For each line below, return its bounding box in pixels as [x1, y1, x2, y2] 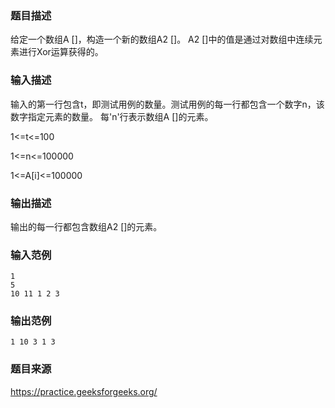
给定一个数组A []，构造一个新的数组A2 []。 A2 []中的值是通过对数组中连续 [10, 33, 314, 46]
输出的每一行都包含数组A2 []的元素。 [10, 220, 163, 232]
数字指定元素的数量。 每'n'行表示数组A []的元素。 [10, 110, 214, 122]
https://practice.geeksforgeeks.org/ [10, 385, 158, 397]
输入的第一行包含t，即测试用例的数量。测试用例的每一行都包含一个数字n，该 [10, 98, 325, 110]
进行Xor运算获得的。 [18, 46, 104, 58]
